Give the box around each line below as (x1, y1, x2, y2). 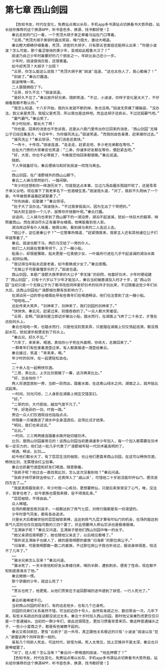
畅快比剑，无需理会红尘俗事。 (5, 459, 57, 464)
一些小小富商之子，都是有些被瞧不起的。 (12, 624, 82, 629)
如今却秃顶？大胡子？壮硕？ (11, 64, 60, 69)
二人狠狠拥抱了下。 (11, 85, 45, 90)
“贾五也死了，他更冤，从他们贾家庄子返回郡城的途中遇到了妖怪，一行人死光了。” (11, 588, 150, 593)
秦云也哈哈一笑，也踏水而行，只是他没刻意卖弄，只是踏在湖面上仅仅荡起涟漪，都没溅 (11, 324, 159, 329)
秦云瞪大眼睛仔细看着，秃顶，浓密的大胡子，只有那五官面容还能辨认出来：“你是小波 (11, 43, 157, 48)
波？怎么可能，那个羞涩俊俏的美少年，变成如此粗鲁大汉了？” (5, 48, 110, 53)
